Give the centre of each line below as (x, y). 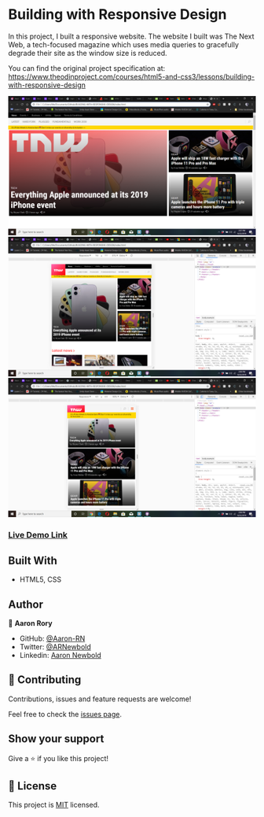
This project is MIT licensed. (54, 805)
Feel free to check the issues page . (65, 714)
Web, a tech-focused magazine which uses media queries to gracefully (124, 44)
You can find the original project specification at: (87, 68)
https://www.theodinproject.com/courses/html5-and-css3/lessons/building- (132, 76)
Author (26, 604)
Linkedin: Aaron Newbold (60, 655)
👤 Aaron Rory (30, 623)
